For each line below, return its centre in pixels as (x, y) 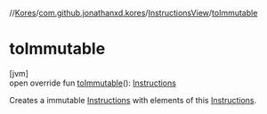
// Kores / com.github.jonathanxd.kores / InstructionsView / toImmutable (133, 13)
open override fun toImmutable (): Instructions (93, 83)
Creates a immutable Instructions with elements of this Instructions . (133, 100)
